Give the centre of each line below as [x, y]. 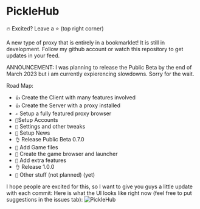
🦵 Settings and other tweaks [50, 126]
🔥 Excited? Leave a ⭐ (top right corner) [55, 28]
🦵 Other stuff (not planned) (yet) [55, 174]
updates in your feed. [33, 55]
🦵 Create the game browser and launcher [66, 154]
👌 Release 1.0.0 [35, 166]
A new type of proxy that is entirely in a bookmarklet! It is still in [86, 42]
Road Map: [20, 85]
